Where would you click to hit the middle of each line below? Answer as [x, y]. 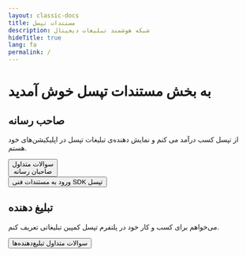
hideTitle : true [35, 38]
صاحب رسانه [37, 121]
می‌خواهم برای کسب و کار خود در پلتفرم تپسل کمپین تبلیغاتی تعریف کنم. [114, 227]
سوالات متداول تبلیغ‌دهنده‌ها [50, 243]
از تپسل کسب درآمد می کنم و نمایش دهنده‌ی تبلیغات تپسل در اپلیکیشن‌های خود [123, 140]
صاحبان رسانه [33, 172]
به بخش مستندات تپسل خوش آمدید [110, 91]
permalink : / [30, 52]
